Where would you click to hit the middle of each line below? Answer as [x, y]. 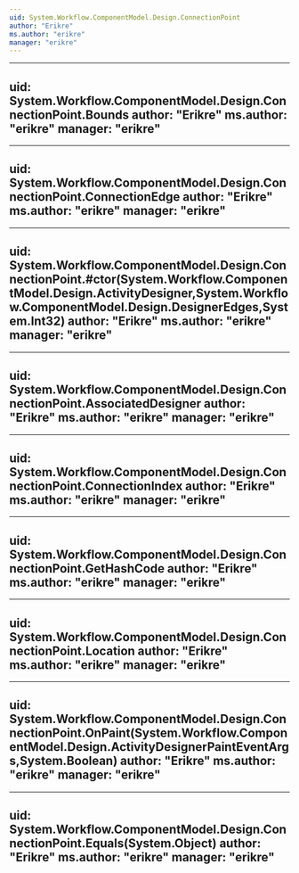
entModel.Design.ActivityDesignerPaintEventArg [149, 747]
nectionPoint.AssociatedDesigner [105, 404]
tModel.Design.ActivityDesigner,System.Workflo [149, 294]
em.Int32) [37, 321]
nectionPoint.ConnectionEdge [95, 197]
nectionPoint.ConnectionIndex [96, 486]
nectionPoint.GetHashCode [87, 568]
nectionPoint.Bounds [69, 115]
